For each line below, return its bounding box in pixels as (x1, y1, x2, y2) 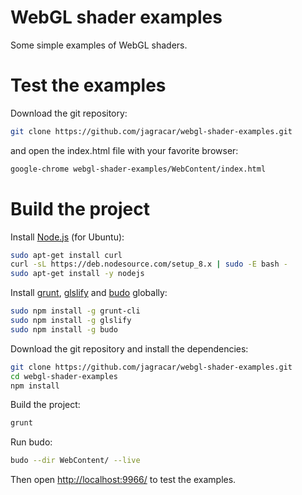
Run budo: (10, 436, 53, 448)
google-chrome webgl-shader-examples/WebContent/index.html (10, 164, 267, 174)
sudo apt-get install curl (10, 250, 123, 260)
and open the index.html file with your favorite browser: (10, 144, 239, 156)
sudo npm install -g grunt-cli (10, 306, 141, 316)
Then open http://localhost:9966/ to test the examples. (10, 474, 237, 486)
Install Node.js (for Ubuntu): (10, 231, 125, 243)
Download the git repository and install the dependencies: (10, 342, 249, 355)
